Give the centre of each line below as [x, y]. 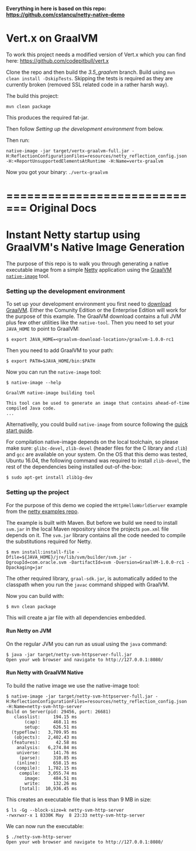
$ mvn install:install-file [40, 552]
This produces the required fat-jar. [47, 117]
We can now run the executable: [45, 826]
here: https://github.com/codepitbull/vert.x [58, 60]
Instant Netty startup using [73, 235]
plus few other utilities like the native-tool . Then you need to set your [90, 323]
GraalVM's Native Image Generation [95, 247]
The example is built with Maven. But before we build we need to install [92, 522]
